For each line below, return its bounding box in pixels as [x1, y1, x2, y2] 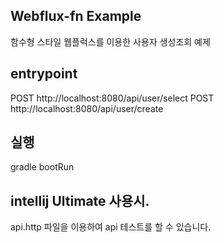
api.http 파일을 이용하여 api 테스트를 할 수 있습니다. [10, 221, 212, 233]
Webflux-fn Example [10, 8, 142, 25]
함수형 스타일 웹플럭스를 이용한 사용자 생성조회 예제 [10, 35, 211, 48]
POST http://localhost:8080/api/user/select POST [10, 92, 215, 104]
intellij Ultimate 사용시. [10, 192, 150, 209]
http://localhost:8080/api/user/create [10, 102, 164, 114]
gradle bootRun [10, 161, 75, 173]
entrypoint [10, 65, 78, 83]
